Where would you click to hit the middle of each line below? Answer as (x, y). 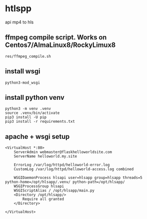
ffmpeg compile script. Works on (56, 37)
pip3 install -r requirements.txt (40, 122)
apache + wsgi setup (37, 137)
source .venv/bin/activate (32, 113)
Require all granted (43, 199)
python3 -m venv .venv (28, 109)
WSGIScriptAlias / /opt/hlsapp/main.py (54, 191)
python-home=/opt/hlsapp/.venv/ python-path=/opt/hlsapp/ (65, 182)
